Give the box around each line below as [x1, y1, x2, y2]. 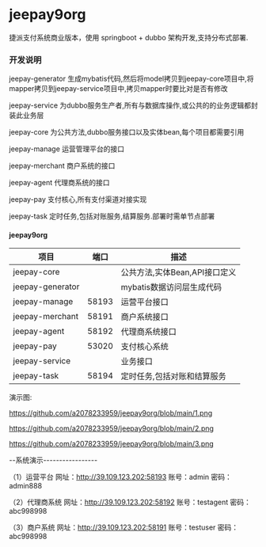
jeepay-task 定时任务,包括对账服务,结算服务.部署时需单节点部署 [9, 211, 215, 221]
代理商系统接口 [120, 326, 177, 337]
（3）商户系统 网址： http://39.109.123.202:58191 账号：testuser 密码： [9, 522, 239, 532]
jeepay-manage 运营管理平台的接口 [9, 144, 125, 154]
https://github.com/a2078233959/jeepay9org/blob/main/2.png [9, 424, 215, 433]
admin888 [9, 481, 43, 491]
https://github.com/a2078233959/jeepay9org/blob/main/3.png [9, 439, 215, 449]
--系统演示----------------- [9, 455, 98, 465]
